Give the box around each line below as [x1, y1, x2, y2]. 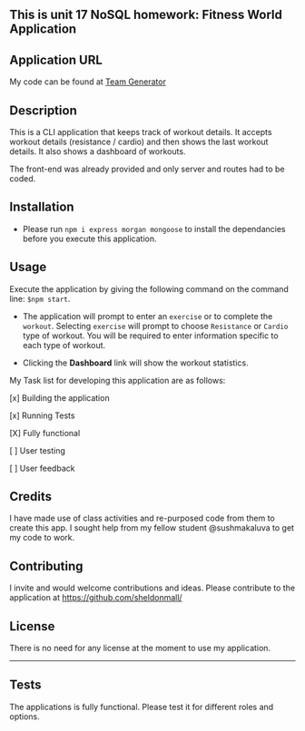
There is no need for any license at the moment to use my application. [9, 643, 271, 654]
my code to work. [9, 532, 75, 543]
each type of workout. [22, 339, 106, 350]
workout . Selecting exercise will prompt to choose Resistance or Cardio [22, 320, 289, 331]
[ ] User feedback [9, 463, 75, 473]
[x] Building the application [9, 392, 111, 403]
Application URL [9, 52, 103, 67]
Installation [9, 200, 74, 215]
